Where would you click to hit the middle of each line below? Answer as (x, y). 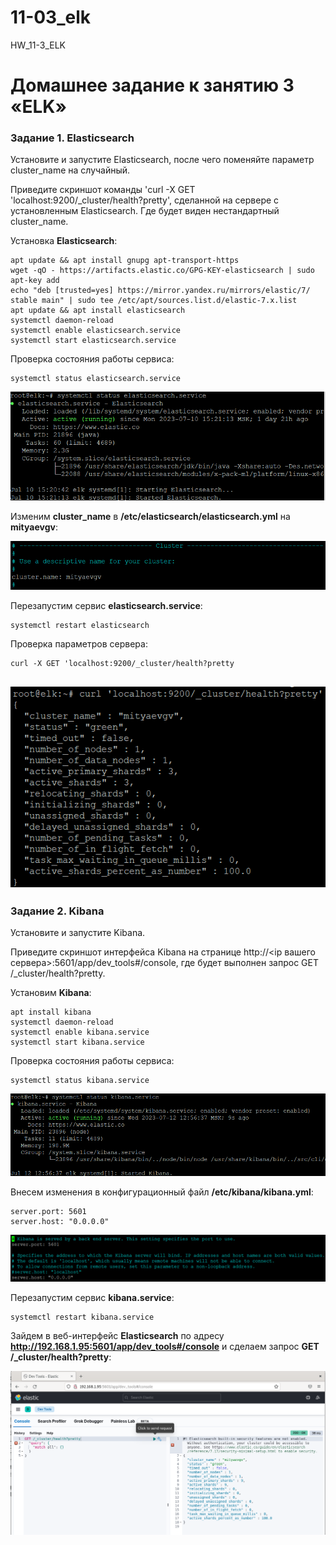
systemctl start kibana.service (77, 1042)
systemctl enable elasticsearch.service (96, 331)
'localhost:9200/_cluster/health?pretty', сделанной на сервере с (145, 200)
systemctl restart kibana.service (82, 1317)
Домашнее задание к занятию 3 (152, 85)
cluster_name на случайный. (70, 170)
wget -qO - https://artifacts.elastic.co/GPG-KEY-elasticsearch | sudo (162, 271)
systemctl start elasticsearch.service (93, 341)
